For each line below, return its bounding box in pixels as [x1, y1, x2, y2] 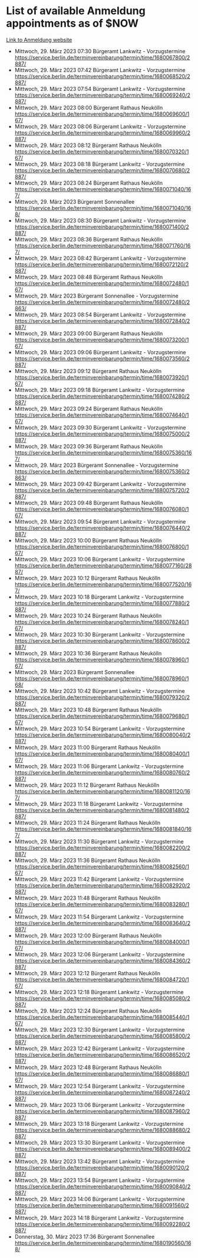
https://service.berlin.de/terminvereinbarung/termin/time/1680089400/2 [14, 1145, 191, 1152]
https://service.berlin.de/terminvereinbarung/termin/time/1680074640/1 [14, 411, 189, 419]
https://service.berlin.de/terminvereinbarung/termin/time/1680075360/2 [14, 468, 190, 475]
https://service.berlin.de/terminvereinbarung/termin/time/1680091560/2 [14, 1201, 190, 1208]
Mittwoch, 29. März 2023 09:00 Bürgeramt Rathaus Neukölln [14, 329, 163, 337]
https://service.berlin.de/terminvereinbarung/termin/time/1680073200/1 [14, 336, 189, 343]
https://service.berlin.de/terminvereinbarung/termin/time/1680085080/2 [14, 995, 190, 1002]
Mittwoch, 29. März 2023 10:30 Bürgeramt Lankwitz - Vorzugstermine [14, 630, 185, 638]
